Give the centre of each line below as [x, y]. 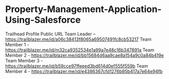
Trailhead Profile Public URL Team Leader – [50, 34]
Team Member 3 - [24, 60]
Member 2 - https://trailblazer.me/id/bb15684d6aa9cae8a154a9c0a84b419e [85, 55]
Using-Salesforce [43, 20]
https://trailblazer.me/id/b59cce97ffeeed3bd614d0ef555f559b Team [77, 66]
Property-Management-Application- [83, 9]
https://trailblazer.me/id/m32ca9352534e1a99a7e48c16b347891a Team [80, 50]
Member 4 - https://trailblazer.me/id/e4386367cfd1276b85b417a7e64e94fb [84, 71]
